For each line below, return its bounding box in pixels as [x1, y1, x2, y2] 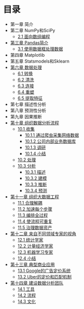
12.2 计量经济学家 [17, 243, 54, 249]
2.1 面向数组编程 [17, 34, 51, 39]
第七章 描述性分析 [10, 101, 46, 107]
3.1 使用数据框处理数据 [17, 46, 63, 52]
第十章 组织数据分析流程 [10, 120, 59, 126]
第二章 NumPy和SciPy [10, 27, 56, 33]
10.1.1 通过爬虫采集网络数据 [25, 132, 79, 138]
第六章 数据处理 [10, 64, 42, 70]
